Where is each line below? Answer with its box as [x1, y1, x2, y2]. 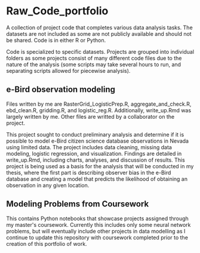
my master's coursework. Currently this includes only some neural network [6, 221, 191, 228]
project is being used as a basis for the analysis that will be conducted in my [6, 162, 194, 169]
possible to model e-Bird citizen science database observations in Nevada [6, 137, 189, 144]
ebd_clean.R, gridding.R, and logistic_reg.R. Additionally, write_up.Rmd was [6, 106, 192, 114]
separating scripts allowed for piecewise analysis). [6, 67, 131, 74]
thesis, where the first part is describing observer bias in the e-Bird [6, 169, 171, 176]
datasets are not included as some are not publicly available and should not [6, 30, 192, 37]
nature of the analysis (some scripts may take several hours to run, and [6, 61, 181, 68]
